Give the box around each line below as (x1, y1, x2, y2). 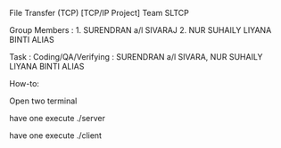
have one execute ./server (9, 113, 105, 123)
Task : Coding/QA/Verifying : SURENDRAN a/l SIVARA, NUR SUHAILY (9, 52, 263, 62)
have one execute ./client (9, 130, 103, 141)
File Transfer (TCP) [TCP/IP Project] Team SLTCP (9, 8, 190, 18)
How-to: (9, 78, 40, 88)
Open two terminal (9, 95, 78, 106)
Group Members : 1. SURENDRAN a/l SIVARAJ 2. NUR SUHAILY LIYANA (9, 25, 272, 35)
